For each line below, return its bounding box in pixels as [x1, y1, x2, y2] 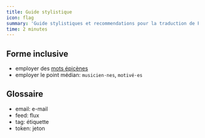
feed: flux [15, 111, 40, 119]
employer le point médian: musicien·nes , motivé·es [15, 71, 143, 79]
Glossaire [6, 89, 44, 100]
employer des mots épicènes [15, 65, 88, 72]
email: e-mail [15, 105, 48, 112]
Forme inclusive [6, 48, 69, 59]
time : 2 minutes [6, 26, 48, 32]
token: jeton [15, 125, 46, 132]
